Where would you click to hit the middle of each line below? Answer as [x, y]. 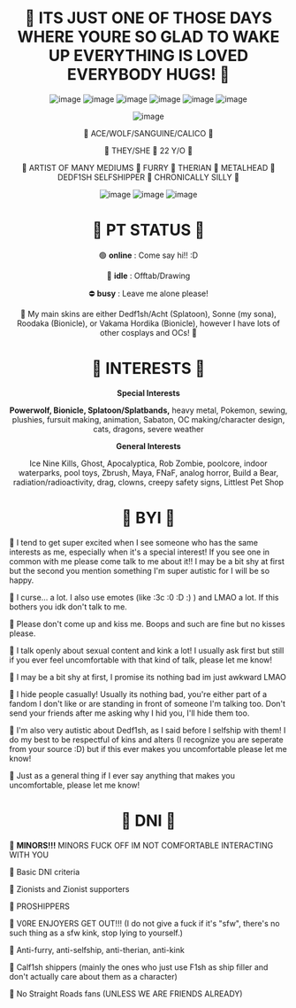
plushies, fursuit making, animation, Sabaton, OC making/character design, [148, 419]
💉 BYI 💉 [148, 518]
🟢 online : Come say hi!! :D [148, 255]
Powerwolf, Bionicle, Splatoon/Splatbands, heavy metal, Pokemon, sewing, [148, 410]
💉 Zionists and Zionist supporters [69, 888]
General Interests [148, 446]
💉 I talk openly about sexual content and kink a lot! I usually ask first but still [147, 650]
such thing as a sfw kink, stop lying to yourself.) [96, 933]
